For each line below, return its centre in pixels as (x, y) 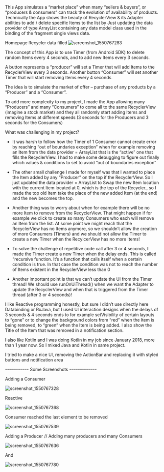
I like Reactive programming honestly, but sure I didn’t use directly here (77, 304)
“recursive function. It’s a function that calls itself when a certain (77, 259)
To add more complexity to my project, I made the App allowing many (75, 102)
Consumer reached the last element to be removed (56, 417)
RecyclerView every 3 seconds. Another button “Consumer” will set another (82, 72)
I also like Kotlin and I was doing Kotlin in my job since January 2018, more (80, 340)
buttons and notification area (34, 360)
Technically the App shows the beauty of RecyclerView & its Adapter (74, 17)
